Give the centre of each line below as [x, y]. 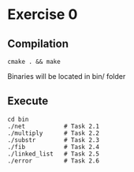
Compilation [38, 44]
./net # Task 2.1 [54, 126]
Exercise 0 [43, 15]
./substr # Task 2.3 [54, 140]
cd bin [18, 119]
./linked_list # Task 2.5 [54, 154]
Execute [28, 101]
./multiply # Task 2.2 [54, 133]
